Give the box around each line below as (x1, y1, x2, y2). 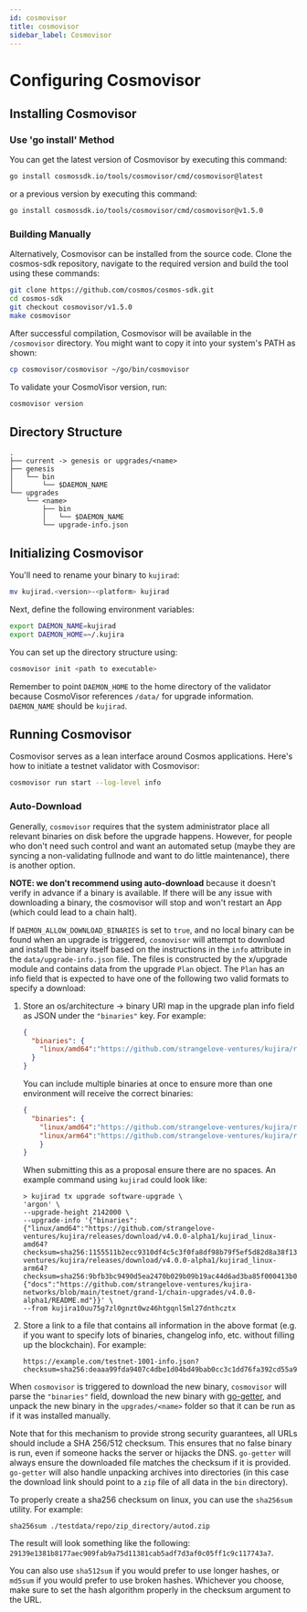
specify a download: (9, 982, 87, 993)
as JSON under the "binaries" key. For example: (22, 1009, 206, 1020)
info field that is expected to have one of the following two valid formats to (9, 973, 290, 984)
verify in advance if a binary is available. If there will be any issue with (9, 887, 272, 898)
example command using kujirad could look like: (22, 1174, 207, 1185)
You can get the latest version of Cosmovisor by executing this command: (9, 155, 288, 165)
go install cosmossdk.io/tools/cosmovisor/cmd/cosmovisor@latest (9, 172, 263, 181)
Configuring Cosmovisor (9, 69, 201, 91)
